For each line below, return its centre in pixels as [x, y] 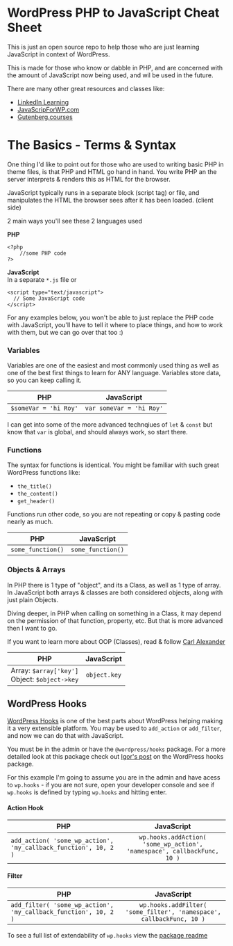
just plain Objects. [33, 599]
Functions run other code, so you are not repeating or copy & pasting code [114, 514]
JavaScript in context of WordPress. [59, 54]
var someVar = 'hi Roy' [124, 408]
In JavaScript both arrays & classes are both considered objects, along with [115, 592]
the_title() [34, 487]
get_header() [36, 502]
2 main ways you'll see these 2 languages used [75, 221]
